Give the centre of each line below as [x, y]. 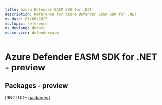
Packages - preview [37, 86]
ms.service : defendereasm [32, 33]
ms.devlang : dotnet [25, 28]
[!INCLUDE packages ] [28, 97]
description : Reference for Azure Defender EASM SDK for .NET [71, 14]
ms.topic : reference [27, 23]
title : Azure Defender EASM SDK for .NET [49, 10]
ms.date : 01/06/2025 [27, 19]
